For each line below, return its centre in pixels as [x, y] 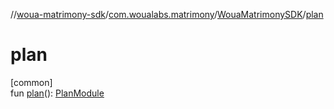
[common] [31, 82]
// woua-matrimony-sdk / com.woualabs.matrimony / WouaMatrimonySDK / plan [167, 14]
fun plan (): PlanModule [57, 93]
